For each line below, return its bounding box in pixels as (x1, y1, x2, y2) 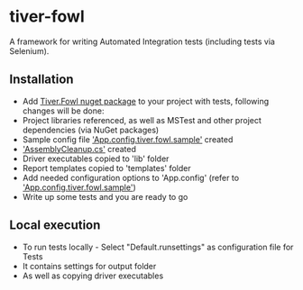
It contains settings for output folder (22, 260, 157, 271)
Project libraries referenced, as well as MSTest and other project (22, 114, 262, 125)
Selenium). (9, 45, 50, 56)
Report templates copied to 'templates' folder (22, 162, 191, 173)
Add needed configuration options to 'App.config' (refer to (22, 172, 240, 183)
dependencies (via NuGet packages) (22, 124, 160, 135)
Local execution (9, 218, 101, 233)
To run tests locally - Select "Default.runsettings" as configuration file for (22, 241, 294, 252)
